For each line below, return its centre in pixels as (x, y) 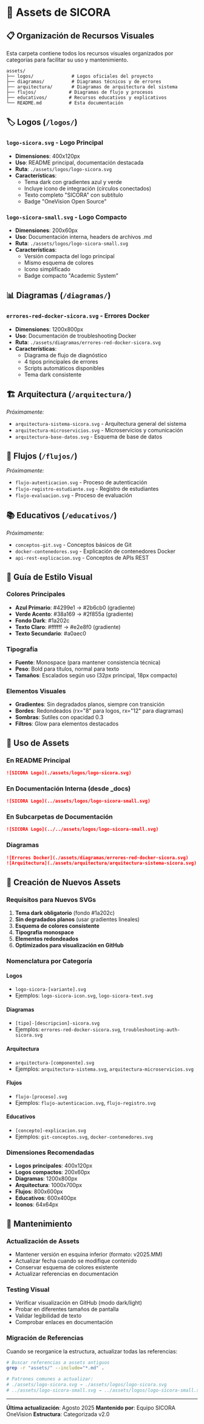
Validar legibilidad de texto (48, 1316)
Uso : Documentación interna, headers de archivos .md (83, 236)
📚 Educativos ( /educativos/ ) (62, 515)
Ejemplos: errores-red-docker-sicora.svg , (68, 1029)
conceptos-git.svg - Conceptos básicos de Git (73, 545)
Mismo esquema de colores (59, 263)
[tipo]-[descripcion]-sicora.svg (57, 1024)
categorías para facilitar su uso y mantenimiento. (67, 60)
